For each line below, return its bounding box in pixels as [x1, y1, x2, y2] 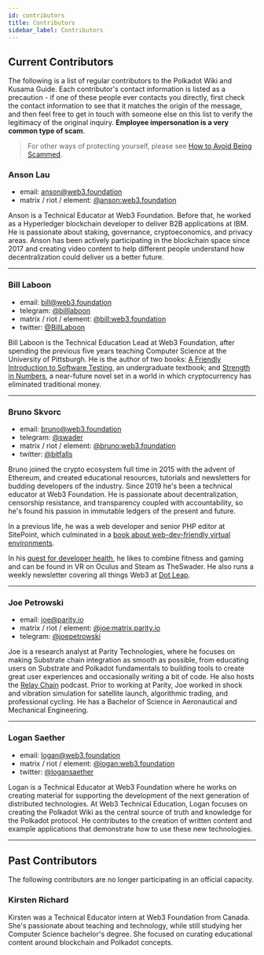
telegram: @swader [19, 433, 84, 443]
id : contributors [8, 11, 65, 20]
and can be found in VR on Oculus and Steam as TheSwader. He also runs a [8, 562, 254, 571]
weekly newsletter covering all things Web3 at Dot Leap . [8, 571, 191, 580]
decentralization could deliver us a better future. [8, 252, 164, 262]
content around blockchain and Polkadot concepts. [8, 937, 174, 947]
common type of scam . [8, 127, 85, 136]
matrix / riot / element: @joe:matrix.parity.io [19, 623, 161, 633]
